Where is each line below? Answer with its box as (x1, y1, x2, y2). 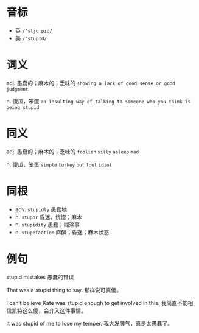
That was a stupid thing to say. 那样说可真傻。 (6, 286, 122, 293)
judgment (6, 86, 29, 92)
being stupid (6, 104, 40, 110)
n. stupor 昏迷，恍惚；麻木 (15, 213, 82, 220)
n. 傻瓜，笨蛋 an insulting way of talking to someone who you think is (6, 97, 190, 105)
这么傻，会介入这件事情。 (22, 307, 86, 314)
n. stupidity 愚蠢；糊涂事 (15, 220, 80, 228)
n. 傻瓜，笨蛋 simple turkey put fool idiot (6, 161, 113, 168)
